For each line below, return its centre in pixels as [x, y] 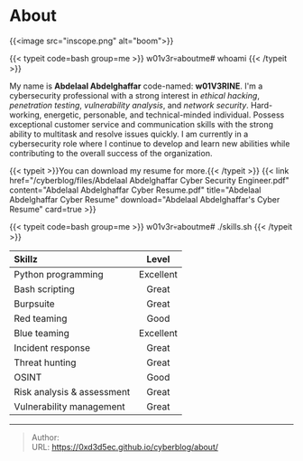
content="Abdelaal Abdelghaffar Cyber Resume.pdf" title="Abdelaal [135, 190]
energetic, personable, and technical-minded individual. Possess [164, 115]
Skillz [26, 259]
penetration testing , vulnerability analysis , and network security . [129, 105]
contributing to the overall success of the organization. [111, 153]
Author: [46, 437]
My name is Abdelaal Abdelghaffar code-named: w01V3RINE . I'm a [136, 86]
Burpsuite [35, 304]
